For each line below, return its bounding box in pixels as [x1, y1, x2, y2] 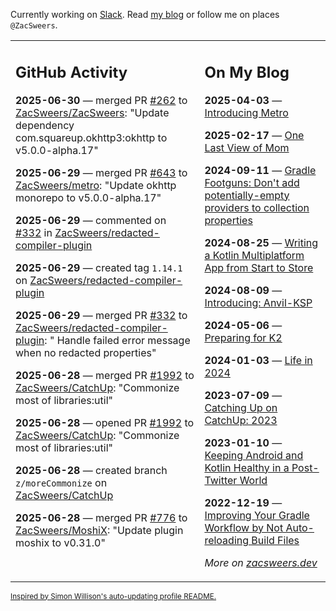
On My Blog [204, 62, 290, 82]
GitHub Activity [15, 62, 128, 82]
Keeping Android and [204, 448, 304, 462]
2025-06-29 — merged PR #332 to [15, 308, 188, 322]
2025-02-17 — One [204, 128, 305, 142]
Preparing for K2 [204, 330, 283, 344]
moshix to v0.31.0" [15, 535, 106, 549]
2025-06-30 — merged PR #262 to [15, 93, 188, 107]
